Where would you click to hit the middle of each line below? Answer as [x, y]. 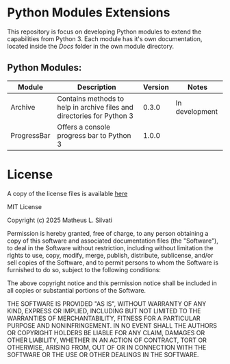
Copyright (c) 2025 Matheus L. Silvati [60, 220]
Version [156, 87]
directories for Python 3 [95, 116]
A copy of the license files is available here [67, 193]
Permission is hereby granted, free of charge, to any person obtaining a [108, 233]
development [197, 111]
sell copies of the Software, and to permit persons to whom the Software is [113, 263]
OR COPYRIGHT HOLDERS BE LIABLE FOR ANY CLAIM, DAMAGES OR [106, 332]
